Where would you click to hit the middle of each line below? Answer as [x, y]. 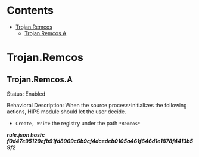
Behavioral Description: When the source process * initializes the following [97, 105]
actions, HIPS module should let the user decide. [67, 112]
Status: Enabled [26, 94]
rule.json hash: [26, 134]
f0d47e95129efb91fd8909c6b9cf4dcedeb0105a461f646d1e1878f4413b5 [100, 141]
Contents [30, 10]
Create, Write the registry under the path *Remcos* [78, 123]
